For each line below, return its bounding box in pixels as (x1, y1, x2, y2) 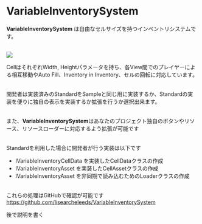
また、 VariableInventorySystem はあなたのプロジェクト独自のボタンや (6, 117, 184, 124)
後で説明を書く (6, 211, 44, 218)
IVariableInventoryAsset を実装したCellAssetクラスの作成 (15, 165, 159, 172)
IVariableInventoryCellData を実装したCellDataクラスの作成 (15, 157, 164, 165)
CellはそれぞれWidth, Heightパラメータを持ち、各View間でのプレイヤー (6, 63, 185, 70)
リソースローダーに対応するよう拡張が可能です (22, 124, 139, 132)
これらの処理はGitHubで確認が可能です (6, 191, 104, 199)
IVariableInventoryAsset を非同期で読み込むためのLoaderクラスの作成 (15, 172, 190, 180)
